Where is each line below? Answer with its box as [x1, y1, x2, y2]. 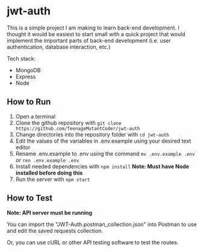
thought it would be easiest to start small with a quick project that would [7, 30, 186, 37]
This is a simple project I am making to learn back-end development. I [7, 24, 180, 31]
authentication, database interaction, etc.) [7, 43, 111, 51]
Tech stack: [7, 55, 36, 62]
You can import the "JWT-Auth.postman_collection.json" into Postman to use [7, 221, 197, 228]
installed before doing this [15, 169, 83, 176]
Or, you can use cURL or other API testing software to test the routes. [7, 239, 179, 246]
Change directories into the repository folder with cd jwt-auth [15, 131, 169, 138]
